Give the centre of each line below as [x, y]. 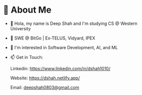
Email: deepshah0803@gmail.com [45, 87]
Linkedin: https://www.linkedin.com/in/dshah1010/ [60, 68]
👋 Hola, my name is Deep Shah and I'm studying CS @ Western [74, 23]
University [20, 28]
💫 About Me [27, 10]
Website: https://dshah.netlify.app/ [45, 78]
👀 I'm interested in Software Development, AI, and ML [64, 47]
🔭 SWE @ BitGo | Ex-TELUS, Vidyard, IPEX [53, 38]
